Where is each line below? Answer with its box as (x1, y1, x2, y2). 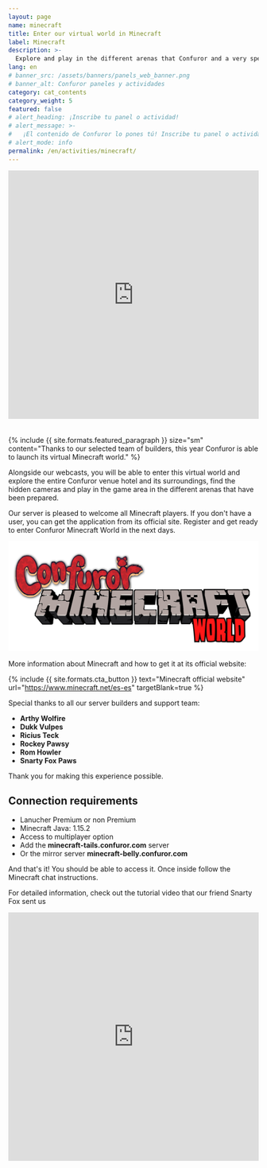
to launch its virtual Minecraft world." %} (8, 452, 141, 461)
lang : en (8, 64, 37, 72)
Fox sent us (8, 897, 46, 906)
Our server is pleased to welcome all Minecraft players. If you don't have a (8, 508, 252, 518)
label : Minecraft (8, 38, 66, 46)
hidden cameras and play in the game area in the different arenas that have (8, 484, 254, 494)
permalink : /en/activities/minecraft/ (8, 147, 137, 155)
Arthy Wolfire (19, 713, 66, 723)
